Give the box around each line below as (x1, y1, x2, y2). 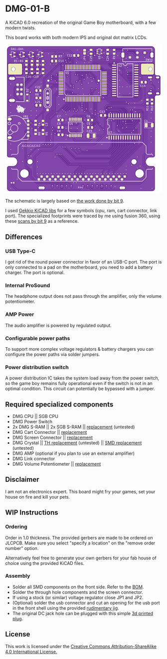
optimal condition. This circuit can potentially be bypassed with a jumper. (5, 386, 156, 392)
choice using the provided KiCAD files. (5, 560, 85, 566)
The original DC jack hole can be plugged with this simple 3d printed (12, 610, 154, 616)
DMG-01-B (5, 3, 50, 14)
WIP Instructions (5, 509, 58, 517)
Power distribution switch (5, 364, 69, 371)
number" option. (5, 545, 39, 551)
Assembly (5, 572, 30, 579)
